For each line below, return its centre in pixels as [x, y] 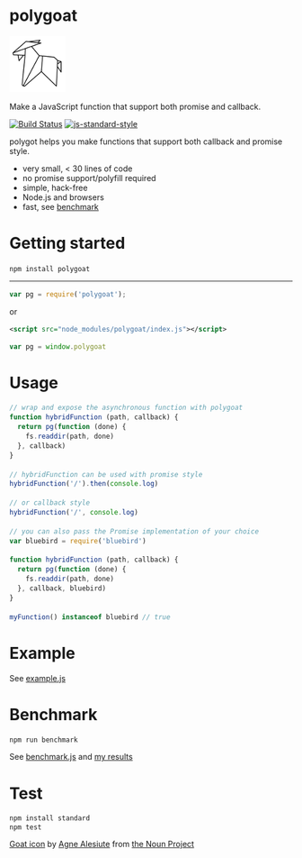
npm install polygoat [50, 269]
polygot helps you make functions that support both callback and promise [146, 141]
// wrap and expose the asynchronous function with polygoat [126, 408]
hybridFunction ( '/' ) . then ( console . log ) [84, 484]
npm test [26, 827]
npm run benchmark [44, 740]
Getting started [67, 243]
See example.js [37, 678]
